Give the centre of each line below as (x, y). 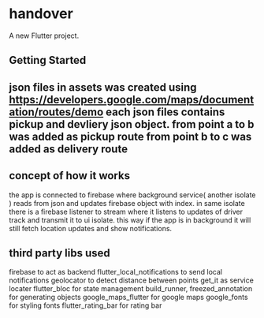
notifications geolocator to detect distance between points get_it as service (132, 280)
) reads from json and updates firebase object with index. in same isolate (127, 203)
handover (41, 14)
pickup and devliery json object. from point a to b (132, 124)
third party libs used (60, 253)
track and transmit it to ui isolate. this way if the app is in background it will (130, 220)
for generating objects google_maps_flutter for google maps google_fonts (128, 297)
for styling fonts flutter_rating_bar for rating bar (86, 305)
